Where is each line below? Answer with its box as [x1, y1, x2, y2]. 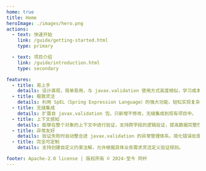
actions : [6, 26, 29, 32]
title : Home [6, 15, 37, 21]
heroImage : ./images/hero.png [6, 20, 84, 26]
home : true [6, 9, 34, 15]
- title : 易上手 [12, 82, 51, 89]
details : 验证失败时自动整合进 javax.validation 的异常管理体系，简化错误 [17, 133, 192, 139]
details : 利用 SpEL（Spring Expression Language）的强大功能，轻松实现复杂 [17, 99, 200, 106]
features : [6, 76, 32, 82]
